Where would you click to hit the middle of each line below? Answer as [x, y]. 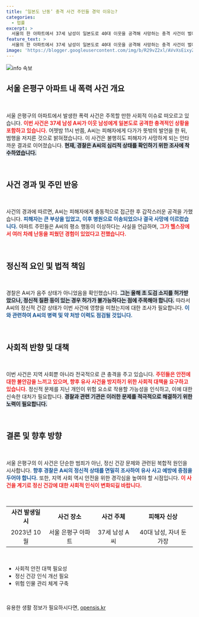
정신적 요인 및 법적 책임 [46, 266]
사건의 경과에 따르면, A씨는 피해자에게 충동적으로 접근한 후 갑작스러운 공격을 [94, 212]
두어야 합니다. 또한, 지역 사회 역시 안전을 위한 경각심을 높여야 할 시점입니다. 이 [96, 478]
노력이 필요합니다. [27, 404]
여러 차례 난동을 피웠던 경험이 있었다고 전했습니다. [69, 234]
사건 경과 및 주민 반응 [42, 185]
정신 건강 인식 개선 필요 [42, 576]
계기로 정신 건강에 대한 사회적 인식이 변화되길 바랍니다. [79, 485]
